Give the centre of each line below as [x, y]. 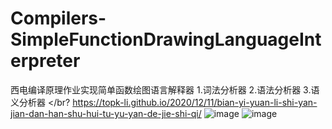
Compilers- [58, 18]
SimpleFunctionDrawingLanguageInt [166, 39]
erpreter [45, 61]
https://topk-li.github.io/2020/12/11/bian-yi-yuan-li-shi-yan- [195, 102]
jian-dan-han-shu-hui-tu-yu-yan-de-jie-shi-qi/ [106, 113]
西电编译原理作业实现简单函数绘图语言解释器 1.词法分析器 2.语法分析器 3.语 [165, 89]
